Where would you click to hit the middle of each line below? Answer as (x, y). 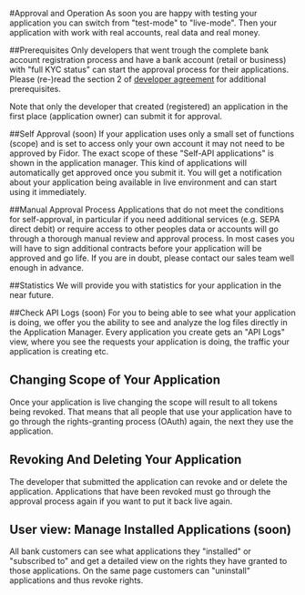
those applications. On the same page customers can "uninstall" (130, 571)
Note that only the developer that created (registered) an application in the (149, 107)
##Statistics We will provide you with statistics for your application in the (146, 285)
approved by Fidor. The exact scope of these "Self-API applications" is (142, 153)
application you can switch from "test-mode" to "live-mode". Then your (143, 23)
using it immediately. (48, 192)
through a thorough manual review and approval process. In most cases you (152, 239)
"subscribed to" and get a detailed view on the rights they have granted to (148, 561)
